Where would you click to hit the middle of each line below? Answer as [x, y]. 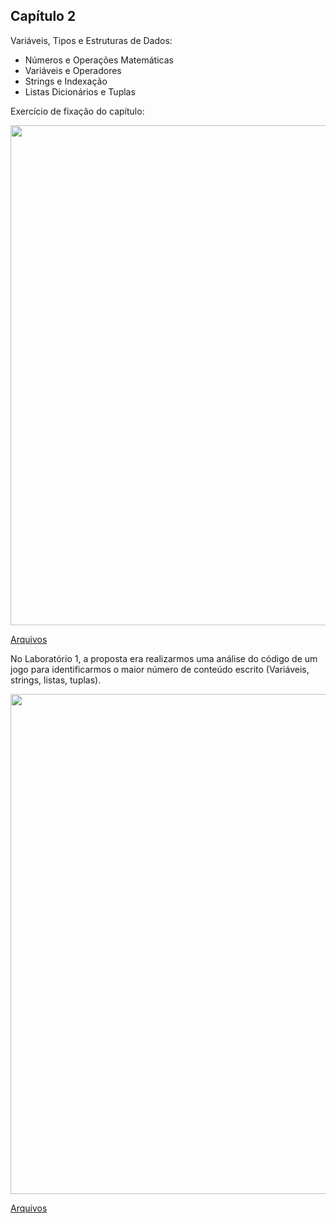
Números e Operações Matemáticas [99, 60]
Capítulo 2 [43, 16]
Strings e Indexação [66, 81]
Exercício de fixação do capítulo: [77, 111]
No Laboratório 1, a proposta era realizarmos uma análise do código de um [164, 658]
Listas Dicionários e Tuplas [80, 91]
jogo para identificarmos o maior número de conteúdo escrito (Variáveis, [160, 669]
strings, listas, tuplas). [56, 680]
